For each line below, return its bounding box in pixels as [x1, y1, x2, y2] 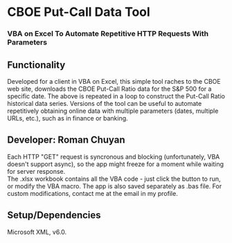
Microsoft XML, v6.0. [7, 228, 67, 236]
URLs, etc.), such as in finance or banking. [7, 114, 128, 122]
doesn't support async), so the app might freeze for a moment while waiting [7, 160, 224, 168]
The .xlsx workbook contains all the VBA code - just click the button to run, [7, 174, 221, 183]
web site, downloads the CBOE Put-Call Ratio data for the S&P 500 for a [7, 84, 212, 93]
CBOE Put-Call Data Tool [7, 4, 150, 20]
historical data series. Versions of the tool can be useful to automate [7, 99, 202, 107]
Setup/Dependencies [7, 209, 102, 222]
